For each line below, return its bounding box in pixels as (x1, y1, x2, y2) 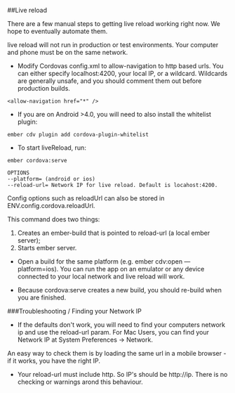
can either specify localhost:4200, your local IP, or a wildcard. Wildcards (17, 70, 228, 77)
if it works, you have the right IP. (7, 356, 100, 365)
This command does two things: (7, 215, 100, 224)
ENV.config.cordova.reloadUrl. (7, 202, 95, 210)
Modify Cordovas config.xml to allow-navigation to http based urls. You (17, 62, 224, 70)
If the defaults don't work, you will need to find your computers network (17, 321, 226, 329)
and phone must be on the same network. (7, 49, 128, 56)
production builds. (17, 84, 70, 92)
